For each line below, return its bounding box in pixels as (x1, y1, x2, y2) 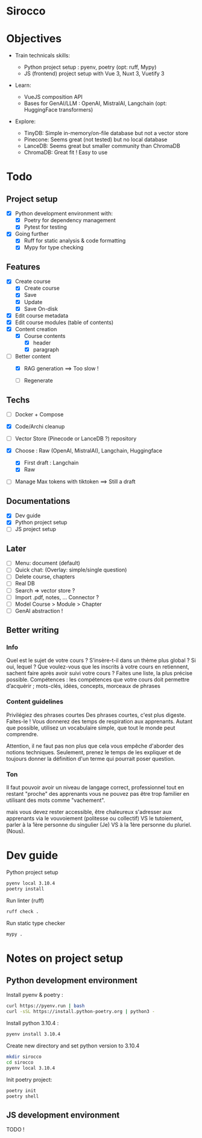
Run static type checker (6, 919, 65, 927)
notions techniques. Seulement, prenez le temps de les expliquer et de (6, 748, 181, 755)
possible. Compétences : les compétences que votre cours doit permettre (6, 676, 190, 683)
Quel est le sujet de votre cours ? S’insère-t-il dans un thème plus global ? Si (6, 656, 196, 664)
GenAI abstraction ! (14, 607, 63, 614)
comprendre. (6, 730, 39, 737)
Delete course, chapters (14, 573, 75, 580)
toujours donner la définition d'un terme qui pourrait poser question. (6, 755, 175, 762)
